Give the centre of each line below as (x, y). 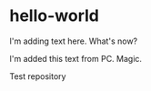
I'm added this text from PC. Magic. (76, 58)
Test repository (38, 76)
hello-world (55, 16)
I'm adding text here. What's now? (74, 41)
